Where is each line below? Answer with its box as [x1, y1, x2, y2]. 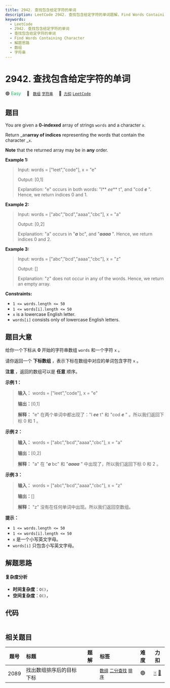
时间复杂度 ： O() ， [12, 586, 51, 592]
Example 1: [5, 157, 29, 163]
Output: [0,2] [17, 221, 45, 227]
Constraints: [5, 291, 32, 297]
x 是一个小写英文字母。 [12, 536, 61, 542]
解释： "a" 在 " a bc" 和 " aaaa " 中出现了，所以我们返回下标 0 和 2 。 [17, 461, 161, 467]
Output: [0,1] [17, 177, 44, 183]
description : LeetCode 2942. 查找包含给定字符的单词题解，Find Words [5, 12, 144, 17]
